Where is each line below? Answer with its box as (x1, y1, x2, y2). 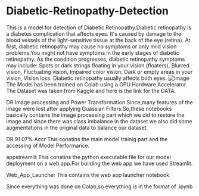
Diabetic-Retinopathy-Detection (6, 4, 169, 18)
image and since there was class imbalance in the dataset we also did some (6, 117, 192, 125)
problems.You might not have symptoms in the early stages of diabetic (6, 49, 180, 56)
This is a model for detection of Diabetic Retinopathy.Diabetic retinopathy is (6, 24, 192, 31)
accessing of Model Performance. (6, 142, 90, 149)
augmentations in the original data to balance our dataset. (6, 124, 148, 131)
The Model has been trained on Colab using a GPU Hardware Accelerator (6, 80, 186, 88)
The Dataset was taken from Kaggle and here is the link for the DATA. (6, 87, 176, 94)
